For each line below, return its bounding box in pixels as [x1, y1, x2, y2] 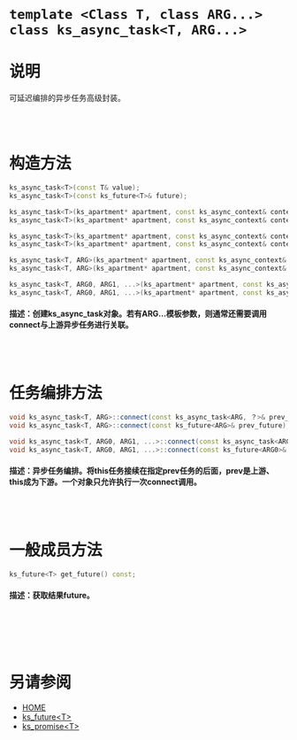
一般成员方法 [9, 540, 103, 559]
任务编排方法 [9, 383, 103, 404]
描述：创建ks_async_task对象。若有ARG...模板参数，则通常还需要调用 [9, 308, 268, 320]
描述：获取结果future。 [9, 590, 95, 601]
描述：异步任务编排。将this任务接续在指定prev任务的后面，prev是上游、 [9, 466, 274, 476]
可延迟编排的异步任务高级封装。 [9, 93, 126, 104]
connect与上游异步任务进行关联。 [9, 320, 133, 330]
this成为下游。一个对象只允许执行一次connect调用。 [9, 476, 202, 488]
